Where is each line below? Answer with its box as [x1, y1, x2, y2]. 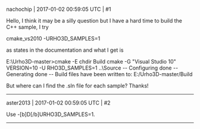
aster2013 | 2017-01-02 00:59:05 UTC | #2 [6, 99, 111, 106]
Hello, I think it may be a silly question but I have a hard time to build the [6, 17, 183, 24]
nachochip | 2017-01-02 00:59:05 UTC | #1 [6, 6, 111, 12]
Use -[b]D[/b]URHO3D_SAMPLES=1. [6, 111, 95, 118]
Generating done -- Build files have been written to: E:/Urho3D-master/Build [6, 71, 193, 77]
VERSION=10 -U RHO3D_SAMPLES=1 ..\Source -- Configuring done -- [6, 64, 179, 71]
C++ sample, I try [6, 24, 49, 30]
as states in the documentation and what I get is [6, 46, 124, 54]
